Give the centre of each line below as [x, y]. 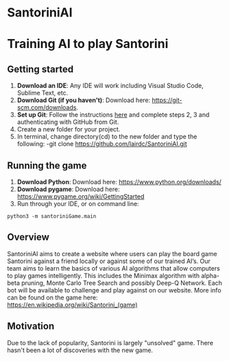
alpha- [210, 275]
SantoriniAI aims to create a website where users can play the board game [112, 253]
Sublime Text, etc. [43, 93]
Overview [28, 237]
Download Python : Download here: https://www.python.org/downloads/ [119, 182]
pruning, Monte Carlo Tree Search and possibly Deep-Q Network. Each [122, 283]
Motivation [31, 326]
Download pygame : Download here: [68, 189]
